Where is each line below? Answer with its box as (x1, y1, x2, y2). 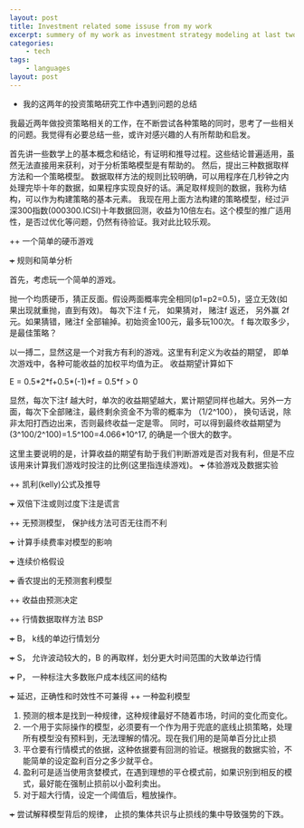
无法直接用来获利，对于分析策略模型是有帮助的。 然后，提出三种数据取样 (16, 160, 290, 170)
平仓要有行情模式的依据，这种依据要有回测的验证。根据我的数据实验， (22, 744, 285, 755)
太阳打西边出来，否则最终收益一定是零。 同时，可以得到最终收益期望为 (16, 417, 281, 428)
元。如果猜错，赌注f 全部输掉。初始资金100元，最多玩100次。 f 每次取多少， (9, 316, 294, 326)
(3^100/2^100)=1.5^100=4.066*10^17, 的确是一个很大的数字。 (9, 428, 237, 440)
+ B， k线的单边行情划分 (9, 632, 100, 644)
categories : (9, 38, 54, 48)
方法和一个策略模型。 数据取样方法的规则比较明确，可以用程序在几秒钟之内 (9, 170, 290, 181)
